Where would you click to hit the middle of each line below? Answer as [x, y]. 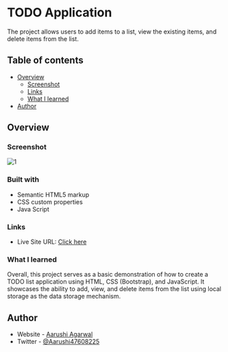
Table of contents [45, 61]
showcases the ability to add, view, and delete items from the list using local [114, 289]
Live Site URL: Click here [52, 242]
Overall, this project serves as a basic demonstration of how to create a [108, 275]
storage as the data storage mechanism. [64, 297]
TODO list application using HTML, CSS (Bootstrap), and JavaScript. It [106, 281]
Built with [23, 179]
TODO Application [60, 13]
